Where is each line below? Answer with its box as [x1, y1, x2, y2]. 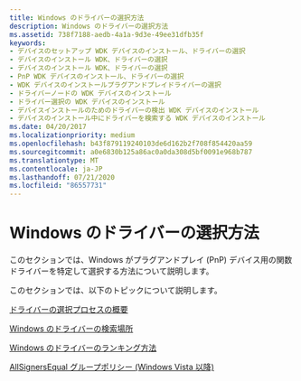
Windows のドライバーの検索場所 [9, 323, 134, 334]
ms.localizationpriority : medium [9, 131, 136, 140]
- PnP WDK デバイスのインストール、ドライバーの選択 [9, 72, 184, 81]
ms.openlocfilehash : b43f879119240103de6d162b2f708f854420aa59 [9, 139, 253, 148]
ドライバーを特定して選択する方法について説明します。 [9, 265, 214, 276]
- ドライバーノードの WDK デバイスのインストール [9, 88, 172, 98]
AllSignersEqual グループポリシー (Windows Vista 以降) [9, 362, 215, 373]
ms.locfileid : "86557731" [9, 181, 107, 190]
